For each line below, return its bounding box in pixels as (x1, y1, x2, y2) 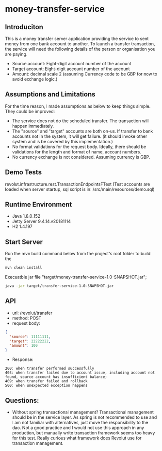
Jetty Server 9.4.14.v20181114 (12, 218, 71, 225)
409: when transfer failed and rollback (5, 379, 88, 384)
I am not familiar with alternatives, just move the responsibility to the (12, 420, 148, 425)
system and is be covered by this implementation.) (12, 138, 113, 144)
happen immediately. (12, 123, 54, 129)
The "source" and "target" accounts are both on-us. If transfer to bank (12, 128, 153, 134)
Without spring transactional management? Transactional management (12, 409, 154, 415)
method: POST (12, 315, 42, 321)
